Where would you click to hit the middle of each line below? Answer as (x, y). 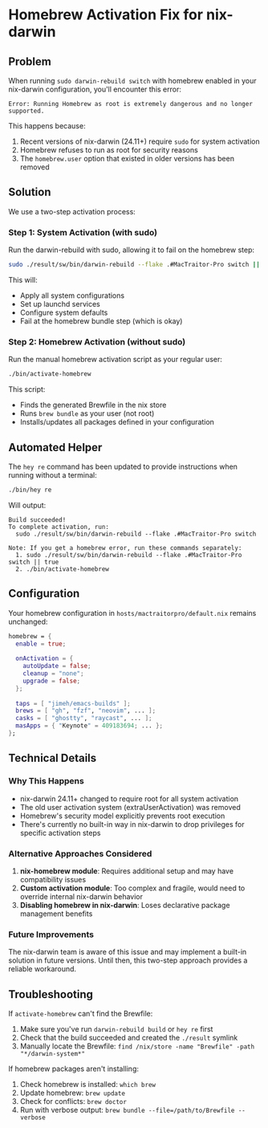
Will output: (27, 505)
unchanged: (28, 621)
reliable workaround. (43, 969)
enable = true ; (41, 644)
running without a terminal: (53, 474)
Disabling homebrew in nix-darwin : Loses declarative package (125, 905)
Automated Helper (55, 447)
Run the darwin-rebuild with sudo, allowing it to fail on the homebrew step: (132, 250)
